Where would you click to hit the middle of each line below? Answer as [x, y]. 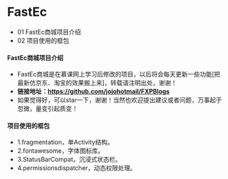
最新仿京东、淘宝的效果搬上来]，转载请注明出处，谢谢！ [97, 83]
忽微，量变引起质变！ [47, 109]
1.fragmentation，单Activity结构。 [65, 143]
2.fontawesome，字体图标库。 [60, 151]
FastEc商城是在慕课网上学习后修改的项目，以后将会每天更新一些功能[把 [119, 74]
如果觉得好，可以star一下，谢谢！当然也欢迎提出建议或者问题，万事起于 [120, 100]
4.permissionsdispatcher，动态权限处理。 [77, 168]
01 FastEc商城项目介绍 [49, 32]
